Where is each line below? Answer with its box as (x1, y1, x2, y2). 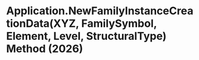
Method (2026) (6, 42, 84, 56)
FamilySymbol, (81, 17, 157, 30)
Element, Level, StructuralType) (6, 30, 167, 43)
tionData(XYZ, (6, 17, 79, 30)
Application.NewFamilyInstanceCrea (6, 4, 194, 18)
